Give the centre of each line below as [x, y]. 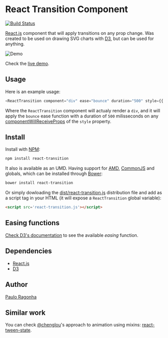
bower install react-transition [39, 183]
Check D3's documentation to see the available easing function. [72, 235]
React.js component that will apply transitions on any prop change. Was [80, 33]
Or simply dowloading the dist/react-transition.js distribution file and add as [84, 193]
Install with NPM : [23, 149]
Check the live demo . [27, 63]
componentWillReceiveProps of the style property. [58, 121]
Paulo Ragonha [21, 297]
